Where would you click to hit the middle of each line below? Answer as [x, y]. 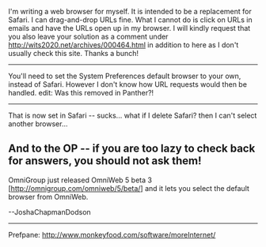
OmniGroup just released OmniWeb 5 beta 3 [80, 180]
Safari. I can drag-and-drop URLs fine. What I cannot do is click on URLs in [130, 20]
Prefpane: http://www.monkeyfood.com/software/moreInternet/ [112, 234]
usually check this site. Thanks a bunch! [74, 53]
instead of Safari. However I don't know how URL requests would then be [128, 84]
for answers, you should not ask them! [105, 161]
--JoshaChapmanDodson [49, 211]
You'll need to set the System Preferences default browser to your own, [125, 76]
